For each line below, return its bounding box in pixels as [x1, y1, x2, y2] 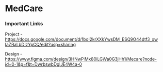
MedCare [5, 3, 43, 14]
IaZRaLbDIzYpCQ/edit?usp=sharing [5, 42, 76, 48]
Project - [5, 31, 23, 37]
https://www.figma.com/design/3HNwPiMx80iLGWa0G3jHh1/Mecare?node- [5, 56, 157, 62]
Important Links [5, 20, 43, 27]
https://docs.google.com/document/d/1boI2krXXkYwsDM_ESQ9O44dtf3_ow [5, 36, 158, 42]
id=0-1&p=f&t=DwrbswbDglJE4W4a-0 [5, 61, 82, 67]
